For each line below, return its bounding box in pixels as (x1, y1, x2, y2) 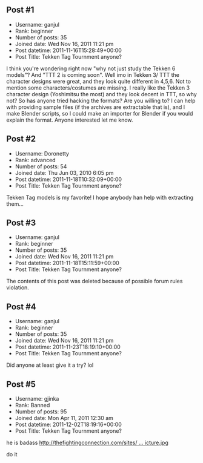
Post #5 (6, 379, 36, 389)
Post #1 (6, 5, 35, 15)
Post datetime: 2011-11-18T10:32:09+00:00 (15, 176, 122, 183)
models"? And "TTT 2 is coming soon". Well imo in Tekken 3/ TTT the (6, 71, 180, 78)
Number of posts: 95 (15, 408, 67, 415)
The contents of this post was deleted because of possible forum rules (6, 278, 183, 285)
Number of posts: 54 (15, 163, 67, 170)
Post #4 (6, 301, 36, 312)
